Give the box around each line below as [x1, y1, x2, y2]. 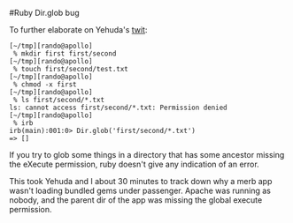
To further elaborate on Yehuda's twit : [9, 25, 148, 34]
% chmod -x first [12, 80, 77, 89]
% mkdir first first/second [12, 49, 117, 58]
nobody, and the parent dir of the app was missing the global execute [9, 195, 263, 205]
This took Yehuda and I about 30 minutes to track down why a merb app [9, 176, 273, 186]
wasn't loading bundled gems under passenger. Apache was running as [9, 185, 272, 196]
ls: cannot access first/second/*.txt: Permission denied [9, 103, 227, 112]
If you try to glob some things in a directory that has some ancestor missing [9, 150, 285, 160]
